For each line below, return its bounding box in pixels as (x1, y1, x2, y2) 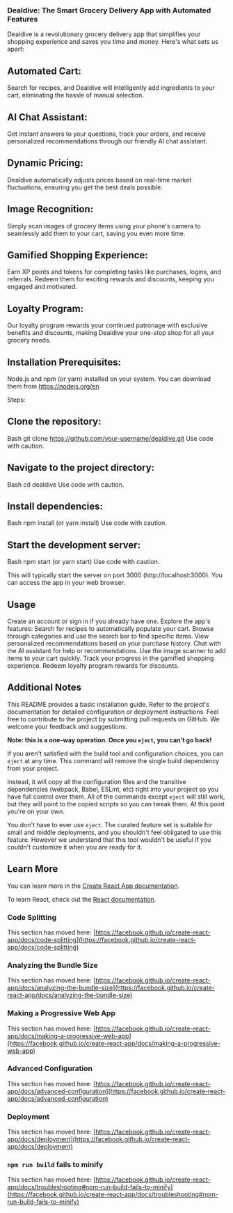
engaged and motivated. (7, 283, 78, 291)
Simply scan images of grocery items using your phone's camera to (7, 221, 201, 230)
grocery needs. (7, 336, 51, 345)
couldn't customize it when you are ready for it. (7, 843, 143, 851)
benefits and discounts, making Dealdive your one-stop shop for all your (7, 329, 215, 337)
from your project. (7, 764, 59, 772)
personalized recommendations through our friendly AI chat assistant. (7, 136, 208, 145)
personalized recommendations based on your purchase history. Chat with (7, 639, 221, 648)
